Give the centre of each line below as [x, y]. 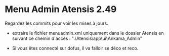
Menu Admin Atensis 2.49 [61, 9]
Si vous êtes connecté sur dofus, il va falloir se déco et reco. [75, 48]
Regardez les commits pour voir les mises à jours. [56, 23]
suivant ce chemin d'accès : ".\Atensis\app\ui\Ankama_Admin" [77, 38]
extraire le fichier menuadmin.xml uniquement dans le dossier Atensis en [88, 33]
